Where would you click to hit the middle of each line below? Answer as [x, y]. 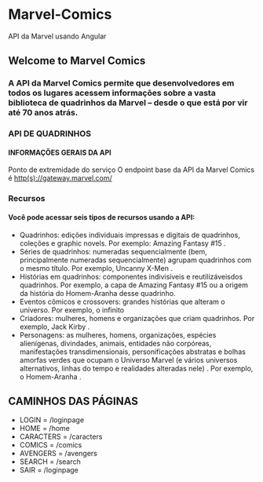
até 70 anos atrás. [43, 113]
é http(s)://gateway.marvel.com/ [60, 178]
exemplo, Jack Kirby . [55, 327]
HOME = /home [45, 429]
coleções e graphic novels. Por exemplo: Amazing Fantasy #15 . [122, 243]
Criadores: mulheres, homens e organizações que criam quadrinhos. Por [137, 318]
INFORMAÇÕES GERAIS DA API [60, 152]
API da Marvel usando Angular [57, 36]
